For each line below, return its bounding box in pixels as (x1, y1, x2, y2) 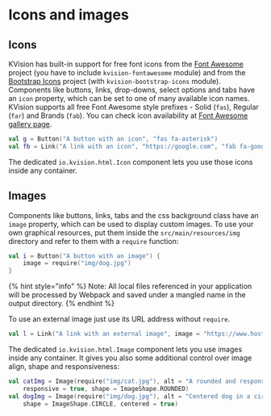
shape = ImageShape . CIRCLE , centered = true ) (23, 400, 179, 408)
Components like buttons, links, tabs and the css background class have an (8, 210, 260, 220)
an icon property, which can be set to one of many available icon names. (8, 94, 250, 103)
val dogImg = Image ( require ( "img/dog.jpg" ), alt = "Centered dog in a (8, 392, 251, 401)
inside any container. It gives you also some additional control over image (8, 353, 252, 363)
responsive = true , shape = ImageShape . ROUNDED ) (23, 384, 190, 393)
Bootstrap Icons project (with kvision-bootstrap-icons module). (8, 77, 222, 86)
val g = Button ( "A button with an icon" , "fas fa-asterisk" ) (8, 135, 219, 143)
